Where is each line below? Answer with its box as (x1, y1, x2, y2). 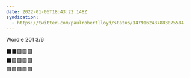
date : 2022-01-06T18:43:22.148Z (6, 8, 87, 15)
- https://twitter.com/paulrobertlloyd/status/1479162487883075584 (11, 20, 185, 26)
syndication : (6, 14, 39, 20)
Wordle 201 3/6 (6, 36, 44, 43)
